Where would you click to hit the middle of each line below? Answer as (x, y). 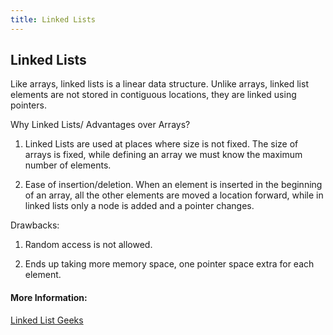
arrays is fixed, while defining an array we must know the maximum (163, 155)
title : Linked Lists (53, 19)
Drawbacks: (35, 225)
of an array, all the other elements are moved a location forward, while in (174, 195)
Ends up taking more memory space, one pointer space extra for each (169, 264)
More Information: (49, 298)
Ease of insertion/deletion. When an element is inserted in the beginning (173, 185)
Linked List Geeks (47, 320)
